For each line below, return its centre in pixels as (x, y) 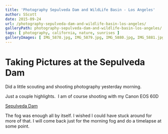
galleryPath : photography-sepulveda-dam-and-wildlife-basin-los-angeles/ (84, 28)
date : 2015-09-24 (23, 19)
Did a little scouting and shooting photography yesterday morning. (73, 86)
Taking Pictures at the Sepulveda (75, 62)
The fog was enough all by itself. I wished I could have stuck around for (78, 116)
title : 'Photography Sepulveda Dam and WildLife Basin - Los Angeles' (80, 10)
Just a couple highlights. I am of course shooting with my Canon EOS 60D (82, 96)
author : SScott (21, 14)
